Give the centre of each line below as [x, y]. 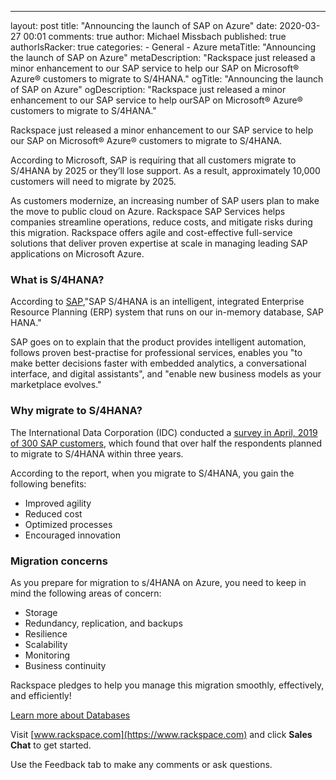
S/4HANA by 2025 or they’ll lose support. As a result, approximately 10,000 [165, 170]
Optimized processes [68, 524]
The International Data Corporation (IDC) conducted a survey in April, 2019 [164, 432]
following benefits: [48, 483]
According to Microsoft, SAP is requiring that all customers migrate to [153, 160]
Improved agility [58, 503]
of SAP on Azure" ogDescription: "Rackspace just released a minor [148, 89]
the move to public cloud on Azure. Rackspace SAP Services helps [148, 211]
